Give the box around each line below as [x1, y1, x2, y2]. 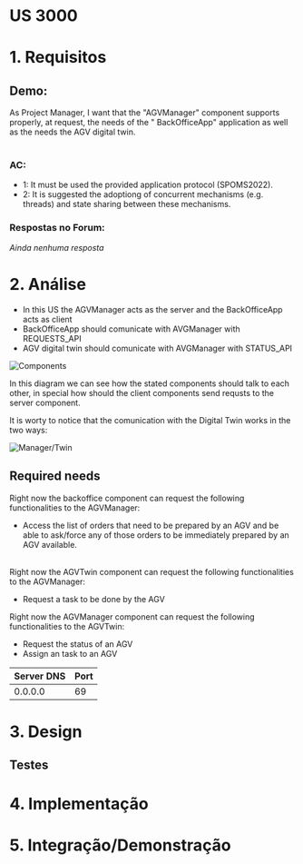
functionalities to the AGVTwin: [9, 621, 125, 631]
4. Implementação [9, 794, 149, 814]
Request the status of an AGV [22, 638, 133, 650]
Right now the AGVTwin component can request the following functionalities [9, 566, 295, 577]
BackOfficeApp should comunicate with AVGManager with [22, 323, 240, 334]
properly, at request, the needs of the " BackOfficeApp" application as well [9, 117, 288, 128]
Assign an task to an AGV [22, 648, 118, 659]
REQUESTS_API [22, 333, 82, 343]
